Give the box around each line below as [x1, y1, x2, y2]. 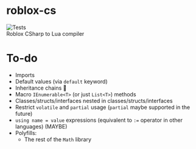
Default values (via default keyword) [15, 78, 108, 85]
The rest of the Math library [24, 136, 92, 143]
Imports [15, 71, 35, 79]
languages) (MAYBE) [15, 122, 68, 130]
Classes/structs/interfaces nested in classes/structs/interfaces [15, 97, 173, 104]
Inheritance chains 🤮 [15, 84, 67, 91]
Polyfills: [15, 129, 37, 136]
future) [15, 110, 33, 117]
